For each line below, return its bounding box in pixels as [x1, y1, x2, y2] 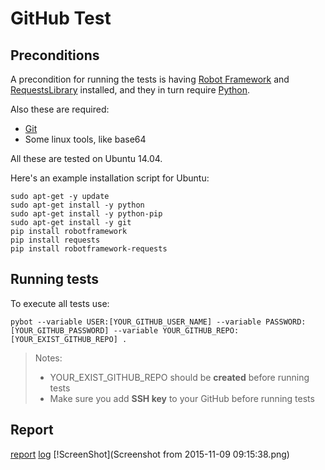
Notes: [34, 352, 63, 364]
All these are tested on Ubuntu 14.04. [10, 153, 163, 164]
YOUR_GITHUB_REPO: [162, 325, 240, 336]
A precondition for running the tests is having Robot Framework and [10, 73, 290, 85]
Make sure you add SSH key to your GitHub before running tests [49, 392, 315, 404]
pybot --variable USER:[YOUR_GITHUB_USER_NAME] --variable [10, 317, 262, 327]
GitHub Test [10, 7, 112, 30]
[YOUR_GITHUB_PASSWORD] [10, 325, 110, 336]
